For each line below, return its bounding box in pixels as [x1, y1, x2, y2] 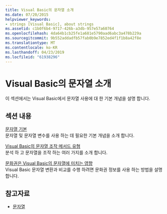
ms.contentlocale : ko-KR [5, 45, 58, 50]
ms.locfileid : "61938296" [5, 54, 60, 60]
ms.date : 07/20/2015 [5, 12, 49, 17]
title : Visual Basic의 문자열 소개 [5, 7, 74, 13]
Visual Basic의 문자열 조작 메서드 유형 [5, 143, 81, 149]
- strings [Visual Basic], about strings [5, 21, 94, 27]
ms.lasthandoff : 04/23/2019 [5, 50, 65, 55]
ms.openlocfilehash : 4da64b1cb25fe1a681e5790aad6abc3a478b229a [5, 31, 142, 36]
